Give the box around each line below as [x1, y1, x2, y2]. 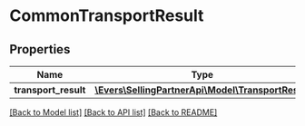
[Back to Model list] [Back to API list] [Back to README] [9, 107, 218, 118]
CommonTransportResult [9, 5, 204, 26]
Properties [9, 42, 71, 57]
